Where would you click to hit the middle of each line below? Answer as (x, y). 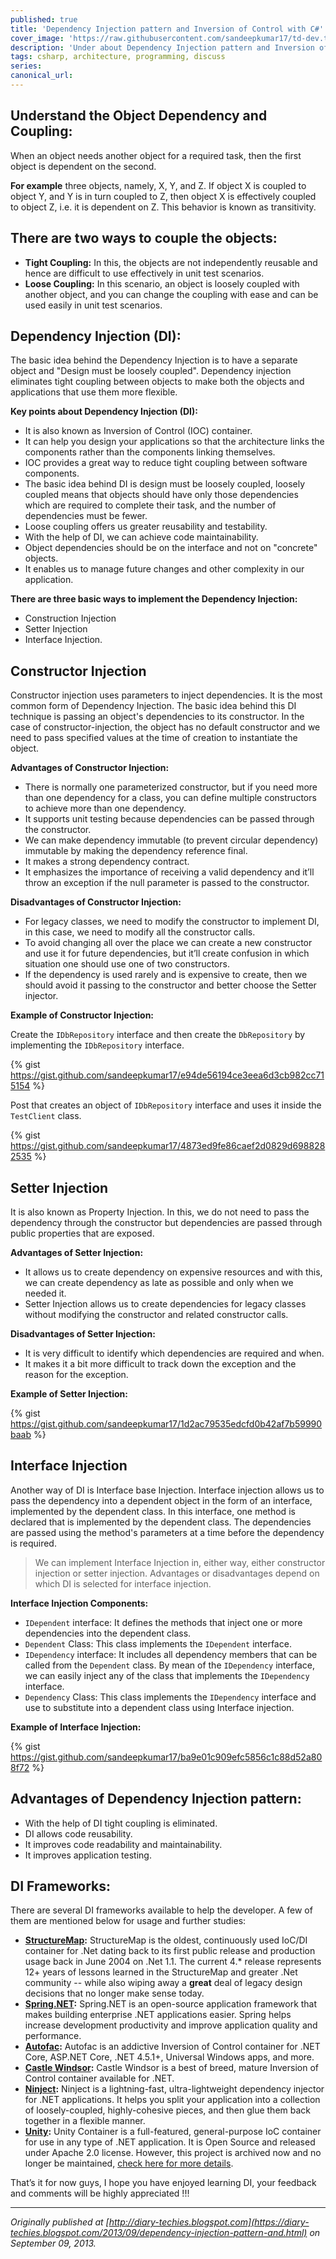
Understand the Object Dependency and (139, 116)
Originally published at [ (60, 2222)
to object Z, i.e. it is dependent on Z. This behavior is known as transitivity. (163, 207)
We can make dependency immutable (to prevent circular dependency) (171, 840)
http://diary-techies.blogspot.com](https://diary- (209, 2222)
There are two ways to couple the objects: (144, 238)
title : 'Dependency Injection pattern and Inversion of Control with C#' (167, 29)
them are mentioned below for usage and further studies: (128, 1921)
